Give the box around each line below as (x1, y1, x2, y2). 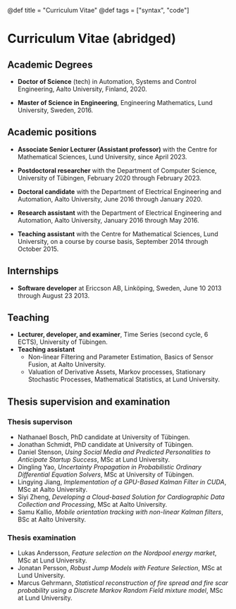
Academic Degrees (7, 59, 93, 70)
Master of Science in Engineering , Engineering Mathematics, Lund (17, 99, 213, 106)
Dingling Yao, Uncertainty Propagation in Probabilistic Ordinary (17, 463, 202, 472)
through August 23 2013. (17, 291, 90, 300)
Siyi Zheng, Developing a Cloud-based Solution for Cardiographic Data (17, 493, 225, 501)
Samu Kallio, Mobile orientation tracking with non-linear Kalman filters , (17, 508, 224, 517)
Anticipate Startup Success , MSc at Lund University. (17, 455, 170, 464)
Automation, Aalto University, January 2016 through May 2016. (17, 216, 199, 224)
